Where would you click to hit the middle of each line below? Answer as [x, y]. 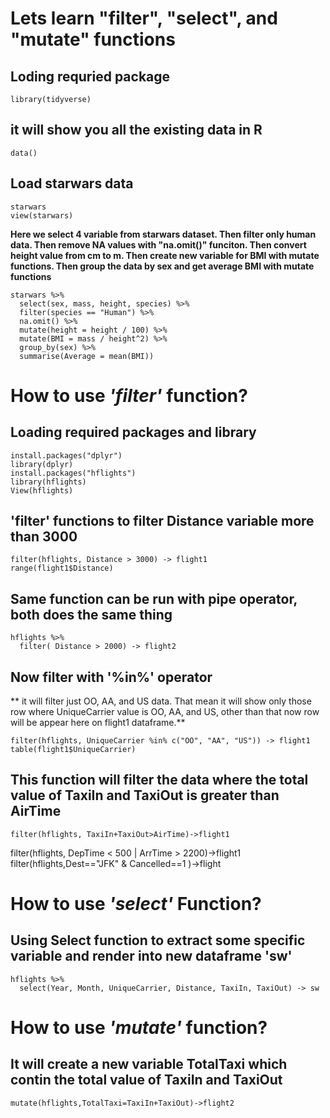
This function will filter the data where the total [159, 780]
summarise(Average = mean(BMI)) [87, 356]
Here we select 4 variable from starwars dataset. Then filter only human [163, 234]
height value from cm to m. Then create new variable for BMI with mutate [165, 255]
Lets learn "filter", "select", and [144, 18]
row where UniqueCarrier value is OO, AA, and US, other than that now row [165, 712]
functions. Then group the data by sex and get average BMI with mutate [162, 266]
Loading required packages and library [133, 432]
